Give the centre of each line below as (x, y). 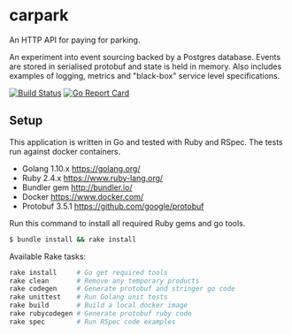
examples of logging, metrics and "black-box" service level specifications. (145, 75)
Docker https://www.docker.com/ (83, 196)
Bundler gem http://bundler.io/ (77, 187)
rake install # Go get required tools (88, 272)
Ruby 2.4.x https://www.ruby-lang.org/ (92, 178)
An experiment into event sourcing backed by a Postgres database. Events (145, 57)
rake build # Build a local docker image (99, 306)
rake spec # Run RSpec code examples (92, 322)
